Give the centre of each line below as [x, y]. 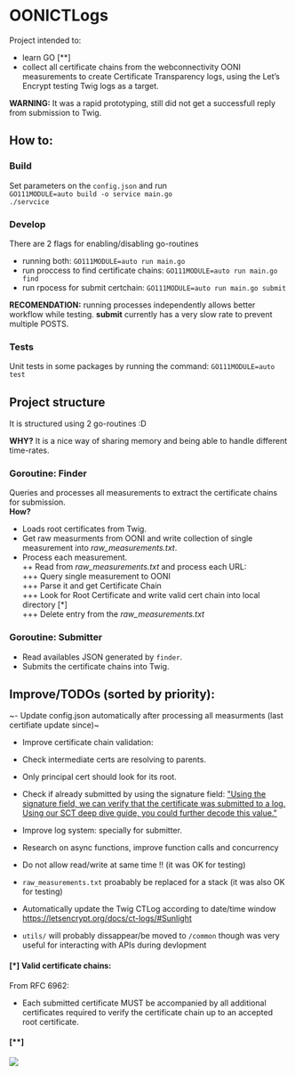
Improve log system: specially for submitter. [102, 831]
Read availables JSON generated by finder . [102, 657]
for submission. [38, 502]
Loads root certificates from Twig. [84, 529]
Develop [28, 224]
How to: [31, 140]
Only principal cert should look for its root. [100, 777]
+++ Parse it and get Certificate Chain [92, 586]
